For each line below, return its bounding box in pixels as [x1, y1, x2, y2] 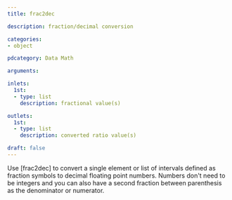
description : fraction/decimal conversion [7, 22, 134, 30]
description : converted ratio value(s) [20, 132, 137, 139]
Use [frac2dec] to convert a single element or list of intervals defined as [7, 164, 216, 172]
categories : [7, 36, 42, 43]
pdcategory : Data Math [7, 55, 74, 62]
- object [7, 42, 33, 49]
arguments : [7, 67, 39, 74]
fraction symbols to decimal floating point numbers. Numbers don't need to [7, 171, 226, 180]
